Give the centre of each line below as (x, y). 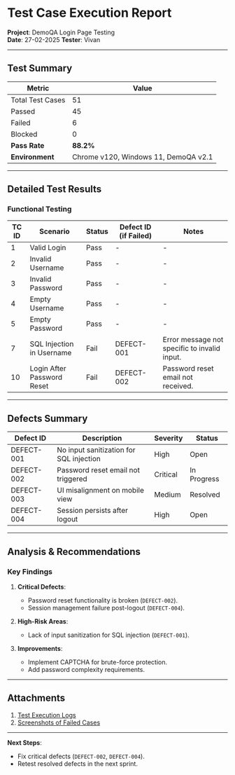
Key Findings (30, 571)
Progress (205, 479)
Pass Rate (28, 145)
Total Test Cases (38, 100)
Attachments (36, 698)
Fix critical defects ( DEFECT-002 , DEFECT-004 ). (81, 756)
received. (178, 386)
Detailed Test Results (55, 190)
